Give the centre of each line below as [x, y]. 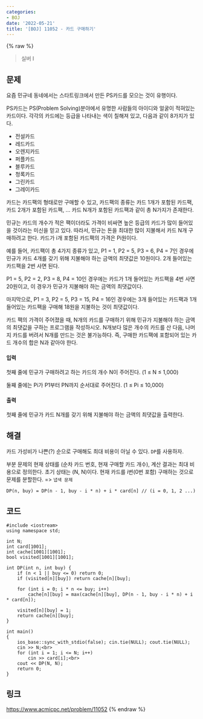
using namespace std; [34, 531]
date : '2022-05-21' [31, 23]
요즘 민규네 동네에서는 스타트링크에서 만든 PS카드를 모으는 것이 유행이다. [92, 95]
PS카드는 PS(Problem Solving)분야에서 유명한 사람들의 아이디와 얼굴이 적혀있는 [101, 108]
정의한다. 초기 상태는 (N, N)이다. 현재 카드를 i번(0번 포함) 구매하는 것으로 [108, 472]
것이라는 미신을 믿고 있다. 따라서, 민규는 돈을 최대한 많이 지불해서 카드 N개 [100, 231]
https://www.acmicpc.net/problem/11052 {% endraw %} [76, 709]
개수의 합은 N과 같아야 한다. [45, 343]
